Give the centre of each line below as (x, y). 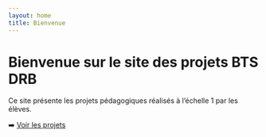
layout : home (30, 15)
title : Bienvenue (37, 23)
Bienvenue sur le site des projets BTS (133, 62)
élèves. (20, 109)
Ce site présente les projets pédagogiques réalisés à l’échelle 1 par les (123, 101)
